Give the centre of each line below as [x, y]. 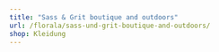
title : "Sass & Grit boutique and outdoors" [94, 17]
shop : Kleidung [38, 33]
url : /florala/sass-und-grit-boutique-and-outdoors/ [110, 26]
